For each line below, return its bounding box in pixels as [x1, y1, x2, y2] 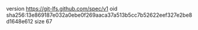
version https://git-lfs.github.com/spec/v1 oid [6, 5, 118, 12]
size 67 [34, 18, 53, 25]
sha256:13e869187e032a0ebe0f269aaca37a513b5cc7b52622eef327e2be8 [6, 11, 193, 19]
